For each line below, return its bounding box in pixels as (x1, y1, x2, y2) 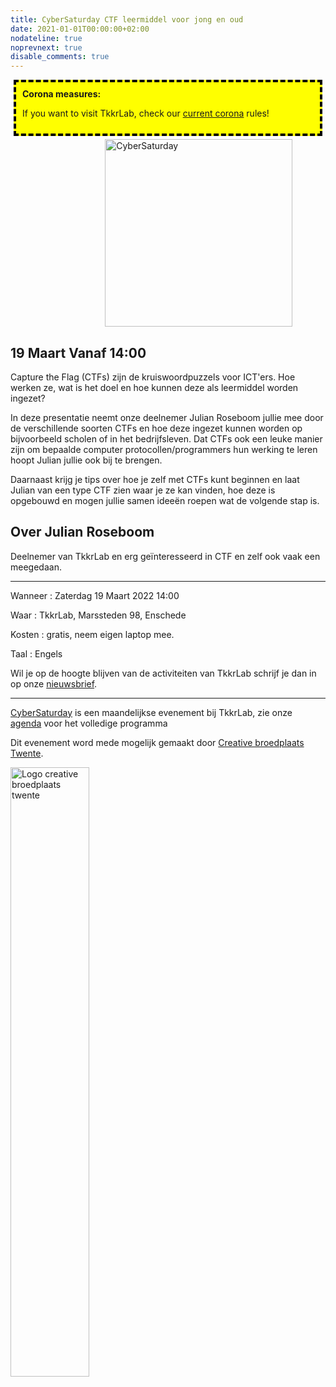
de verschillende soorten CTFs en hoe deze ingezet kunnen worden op (10, 422, 303, 434)
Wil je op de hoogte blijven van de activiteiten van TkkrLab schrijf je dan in (10, 667, 317, 679)
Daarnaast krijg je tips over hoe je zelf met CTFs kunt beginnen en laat (10, 473, 300, 485)
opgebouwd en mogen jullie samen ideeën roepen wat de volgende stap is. (10, 494, 320, 506)
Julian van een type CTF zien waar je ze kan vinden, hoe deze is (10, 484, 276, 496)
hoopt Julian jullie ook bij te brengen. (10, 454, 163, 466)
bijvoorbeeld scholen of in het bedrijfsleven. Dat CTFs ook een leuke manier (10, 432, 323, 445)
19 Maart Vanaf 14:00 (10, 344, 147, 361)
